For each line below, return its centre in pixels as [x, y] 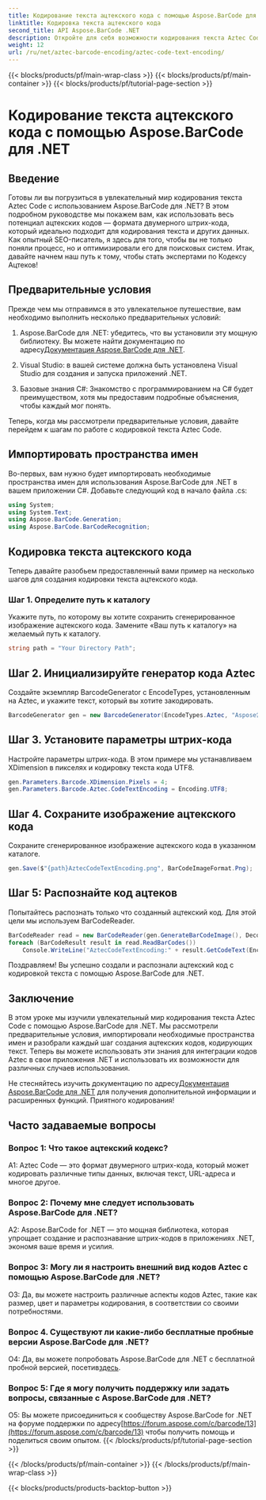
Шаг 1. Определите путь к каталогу [79, 600]
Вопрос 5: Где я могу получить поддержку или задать [119, 1387]
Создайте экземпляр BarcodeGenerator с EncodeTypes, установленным [129, 692]
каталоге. [25, 854]
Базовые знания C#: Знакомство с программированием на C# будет [136, 389]
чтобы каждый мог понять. [65, 405]
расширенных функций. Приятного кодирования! [91, 1100]
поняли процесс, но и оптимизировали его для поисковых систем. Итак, [131, 248]
